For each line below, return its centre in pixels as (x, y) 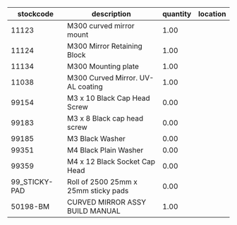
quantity (177, 14)
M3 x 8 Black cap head (105, 118)
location (212, 14)
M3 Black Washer (96, 139)
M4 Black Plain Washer (105, 150)
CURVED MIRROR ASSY (107, 202)
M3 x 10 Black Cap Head (108, 98)
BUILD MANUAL (94, 211)
